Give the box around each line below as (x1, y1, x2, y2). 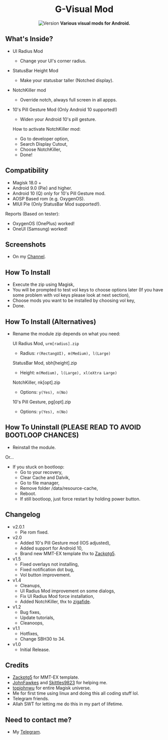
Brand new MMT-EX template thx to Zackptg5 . (20, 550, 116, 556)
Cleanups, (20, 582, 41, 588)
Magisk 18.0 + (12, 179, 42, 185)
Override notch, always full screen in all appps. (20, 96, 117, 102)
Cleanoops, (20, 619, 44, 626)
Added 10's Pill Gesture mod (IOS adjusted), (20, 540, 111, 546)
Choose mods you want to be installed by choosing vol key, (12, 297, 135, 303)
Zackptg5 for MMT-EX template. (12, 674, 79, 680)
